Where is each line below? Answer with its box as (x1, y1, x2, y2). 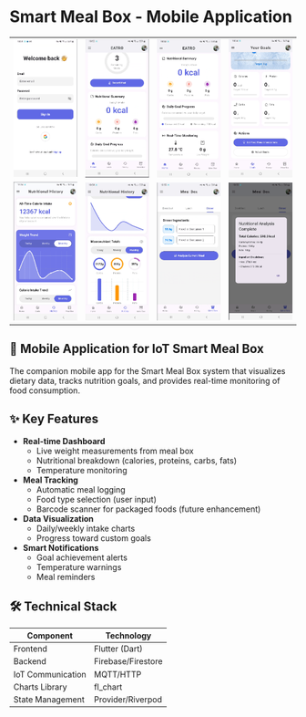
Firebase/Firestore (94, 656, 163, 667)
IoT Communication (13, 669, 87, 680)
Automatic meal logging (36, 483, 126, 494)
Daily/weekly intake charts (36, 523, 136, 534)
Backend (13, 656, 47, 667)
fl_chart (94, 681, 123, 692)
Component (26, 629, 73, 640)
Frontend (13, 643, 48, 654)
